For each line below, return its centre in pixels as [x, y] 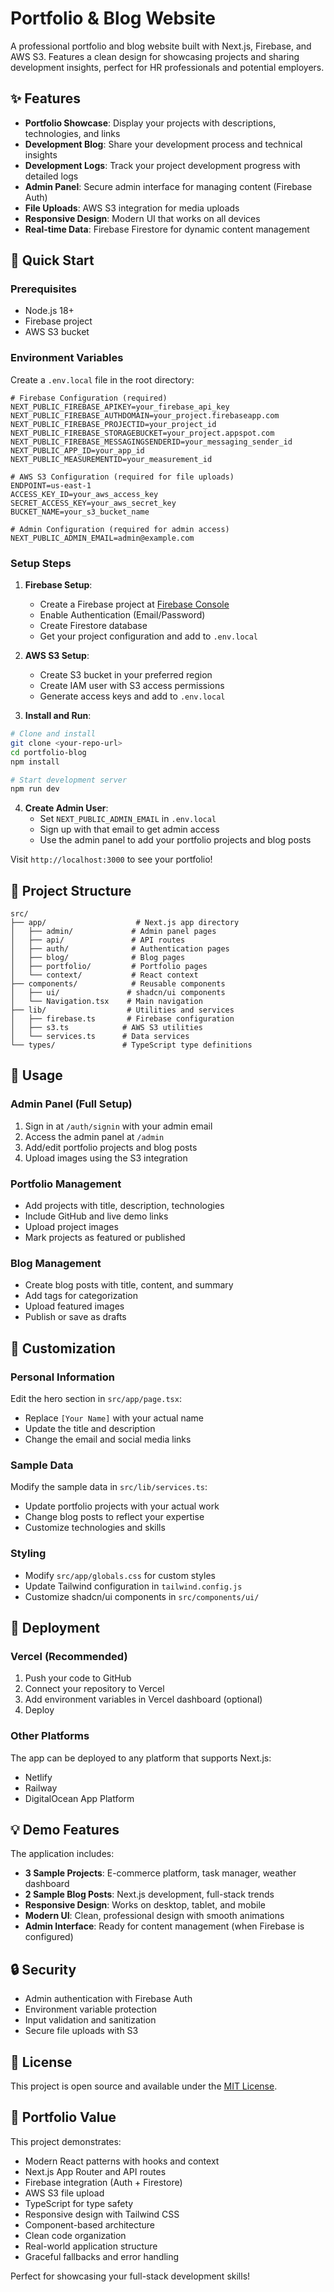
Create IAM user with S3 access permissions [132, 686]
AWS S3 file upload [64, 2193]
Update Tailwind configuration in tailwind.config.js [133, 1586]
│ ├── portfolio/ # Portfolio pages [109, 967]
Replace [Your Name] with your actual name [114, 1418]
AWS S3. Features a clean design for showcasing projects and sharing [155, 56]
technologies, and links [72, 133]
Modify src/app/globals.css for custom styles [120, 1575]
